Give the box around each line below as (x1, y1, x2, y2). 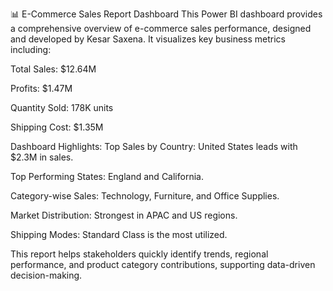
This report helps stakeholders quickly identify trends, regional (10, 248, 269, 260)
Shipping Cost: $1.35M (10, 121, 104, 133)
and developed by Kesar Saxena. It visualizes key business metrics (10, 33, 287, 45)
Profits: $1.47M (10, 83, 73, 94)
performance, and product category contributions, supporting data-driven (10, 259, 316, 270)
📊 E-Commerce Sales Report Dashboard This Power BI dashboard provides (10, 8, 323, 20)
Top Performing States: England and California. (10, 171, 204, 182)
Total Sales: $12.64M (10, 63, 97, 75)
